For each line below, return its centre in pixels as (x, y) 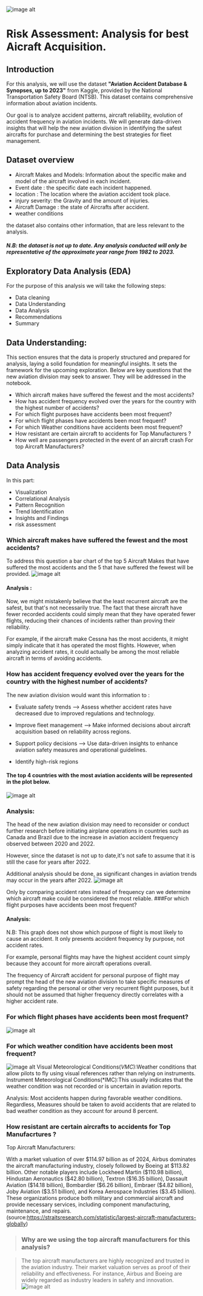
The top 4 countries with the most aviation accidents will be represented (99, 775)
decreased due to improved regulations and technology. (85, 713)
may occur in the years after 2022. (49, 880)
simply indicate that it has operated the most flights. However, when (91, 645)
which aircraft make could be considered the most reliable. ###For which (98, 899)
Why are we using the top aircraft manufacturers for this (106, 1239)
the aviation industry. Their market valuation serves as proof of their (106, 1267)
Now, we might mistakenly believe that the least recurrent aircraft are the (97, 601)
